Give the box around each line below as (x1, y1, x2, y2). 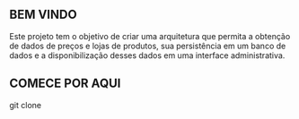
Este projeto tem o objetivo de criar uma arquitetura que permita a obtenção (9, 30, 291, 41)
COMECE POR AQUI (9, 76, 121, 91)
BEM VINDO (9, 7, 78, 22)
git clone (9, 99, 42, 110)
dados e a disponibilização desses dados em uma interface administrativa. (9, 49, 286, 61)
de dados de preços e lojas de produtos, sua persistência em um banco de (9, 40, 286, 51)
